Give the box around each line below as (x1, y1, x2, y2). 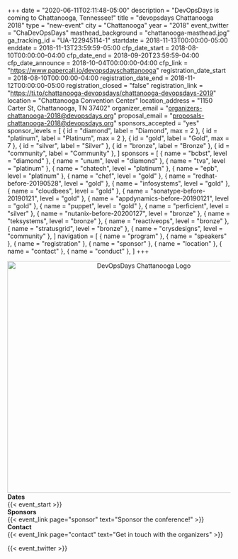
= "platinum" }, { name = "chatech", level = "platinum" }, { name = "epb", (7, 164, 219, 172)
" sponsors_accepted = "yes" (113, 119, 200, 127)
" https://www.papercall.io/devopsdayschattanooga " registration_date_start (7, 67, 227, 74)
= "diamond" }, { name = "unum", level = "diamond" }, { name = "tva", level (7, 157, 225, 165)
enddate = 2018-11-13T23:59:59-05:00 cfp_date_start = (7, 44, 170, 52)
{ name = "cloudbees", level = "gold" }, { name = (7, 187, 149, 195)
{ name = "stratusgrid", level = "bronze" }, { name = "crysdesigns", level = (7, 225, 223, 232)
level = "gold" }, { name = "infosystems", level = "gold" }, (64, 179, 230, 187)
